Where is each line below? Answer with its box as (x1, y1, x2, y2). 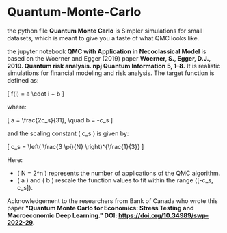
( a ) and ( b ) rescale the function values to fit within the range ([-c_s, (16, 176, 213, 184)
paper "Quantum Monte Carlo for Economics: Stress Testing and (7, 204, 194, 212)
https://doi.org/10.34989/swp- (118, 211, 209, 219)
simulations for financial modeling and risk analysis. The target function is (7, 69, 215, 77)
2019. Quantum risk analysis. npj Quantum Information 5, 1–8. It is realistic (7, 61, 221, 70)
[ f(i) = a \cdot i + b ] (7, 90, 65, 98)
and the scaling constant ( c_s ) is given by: (7, 129, 129, 137)
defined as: (7, 76, 39, 84)
